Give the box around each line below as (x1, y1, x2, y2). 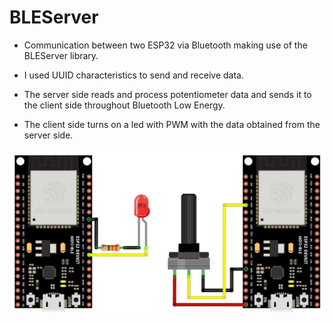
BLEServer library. (23, 49, 99, 61)
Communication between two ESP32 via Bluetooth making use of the (23, 39, 308, 51)
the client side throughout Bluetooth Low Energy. (23, 99, 226, 111)
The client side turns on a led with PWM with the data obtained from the (23, 118, 321, 130)
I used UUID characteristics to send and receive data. (23, 69, 244, 81)
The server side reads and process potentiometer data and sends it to (23, 88, 312, 100)
